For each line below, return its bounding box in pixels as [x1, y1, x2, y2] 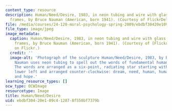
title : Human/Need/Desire [5, 93, 60, 98]
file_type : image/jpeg [5, 27, 54, 32]
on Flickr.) [14, 46, 40, 51]
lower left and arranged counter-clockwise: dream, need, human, [14, 70, 157, 75]
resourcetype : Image [5, 88, 50, 94]
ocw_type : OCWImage [5, 83, 47, 88]
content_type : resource [5, 7, 56, 13]
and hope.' [14, 74, 38, 79]
